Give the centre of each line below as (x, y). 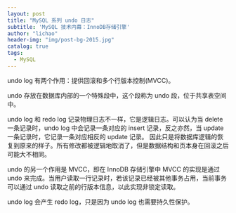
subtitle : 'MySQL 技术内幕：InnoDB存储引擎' (68, 27)
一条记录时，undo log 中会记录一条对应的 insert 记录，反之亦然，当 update (116, 128)
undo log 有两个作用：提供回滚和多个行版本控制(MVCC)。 (91, 80)
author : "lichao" (33, 33)
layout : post (26, 14)
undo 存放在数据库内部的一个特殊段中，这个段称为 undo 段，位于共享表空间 (117, 95)
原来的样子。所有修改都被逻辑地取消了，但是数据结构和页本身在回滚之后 (124, 146)
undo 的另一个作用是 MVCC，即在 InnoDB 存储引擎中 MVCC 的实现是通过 (113, 169)
